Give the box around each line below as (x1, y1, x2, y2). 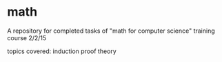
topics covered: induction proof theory (7, 47, 117, 55)
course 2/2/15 (7, 33, 47, 42)
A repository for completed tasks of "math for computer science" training (7, 27, 215, 35)
